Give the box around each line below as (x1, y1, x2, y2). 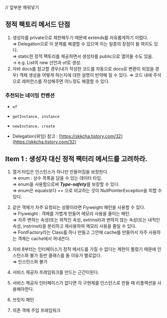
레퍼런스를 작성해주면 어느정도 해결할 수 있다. (21, 78, 110, 84)
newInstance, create (12, 124, 55, 129)
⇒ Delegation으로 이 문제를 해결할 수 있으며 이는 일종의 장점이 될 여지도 (12, 40, 153, 46)
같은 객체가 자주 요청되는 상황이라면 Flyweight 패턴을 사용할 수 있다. (12, 204, 146, 210)
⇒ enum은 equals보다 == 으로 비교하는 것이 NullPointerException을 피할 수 (12, 187, 162, 193)
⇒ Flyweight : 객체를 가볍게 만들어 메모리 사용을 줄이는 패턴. (12, 210, 131, 216)
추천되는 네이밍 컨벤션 (5, 92, 55, 99)
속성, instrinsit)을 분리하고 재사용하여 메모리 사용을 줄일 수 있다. (12, 223, 137, 229)
